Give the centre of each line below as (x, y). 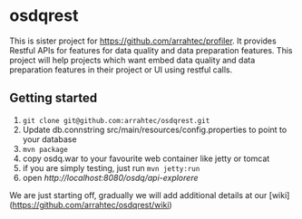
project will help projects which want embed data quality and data (132, 60)
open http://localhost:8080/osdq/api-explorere (110, 177)
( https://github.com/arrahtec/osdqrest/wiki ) (91, 205)
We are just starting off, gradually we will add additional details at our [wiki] (150, 195)
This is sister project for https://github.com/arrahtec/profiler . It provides (143, 41)
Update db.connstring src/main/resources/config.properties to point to (155, 129)
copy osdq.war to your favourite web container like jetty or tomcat (146, 158)
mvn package (45, 149)
